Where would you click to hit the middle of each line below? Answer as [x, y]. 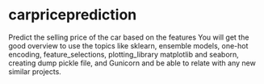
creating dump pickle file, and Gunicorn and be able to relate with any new [132, 63]
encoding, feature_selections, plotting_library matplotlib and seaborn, [124, 54]
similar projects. [35, 71]
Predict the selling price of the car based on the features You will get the [129, 37]
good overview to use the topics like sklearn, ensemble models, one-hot [128, 45]
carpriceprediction [73, 15]
